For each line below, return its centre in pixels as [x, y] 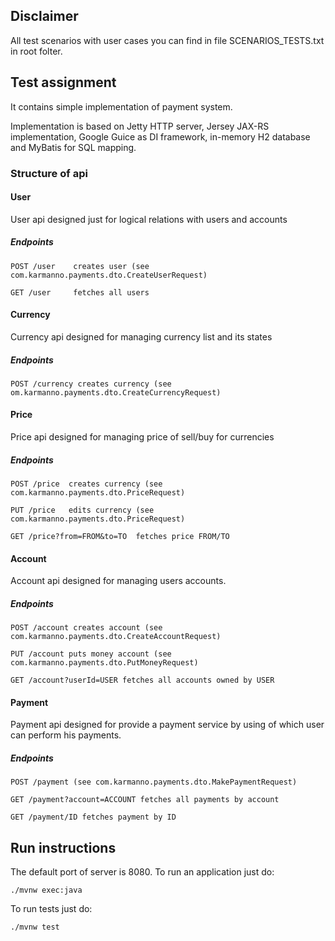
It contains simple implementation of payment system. [121, 106]
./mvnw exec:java [46, 890]
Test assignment [63, 82]
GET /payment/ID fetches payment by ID [93, 817]
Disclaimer [44, 16]
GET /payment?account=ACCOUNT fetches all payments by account [145, 800]
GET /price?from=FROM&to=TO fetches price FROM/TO [120, 537]
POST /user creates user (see [80, 266]
